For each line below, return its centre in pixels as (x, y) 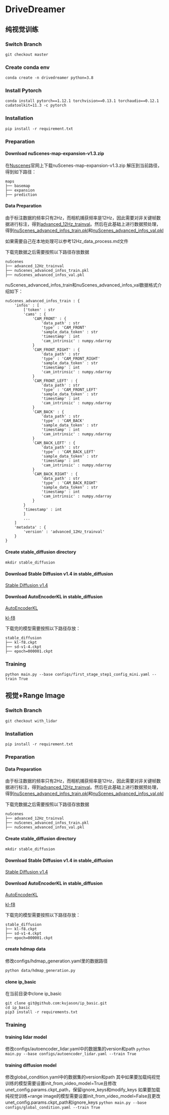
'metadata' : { (30, 528)
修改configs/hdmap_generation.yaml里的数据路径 (57, 961)
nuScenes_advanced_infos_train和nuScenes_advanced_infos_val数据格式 (81, 285)
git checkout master (27, 54)
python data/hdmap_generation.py (40, 970)
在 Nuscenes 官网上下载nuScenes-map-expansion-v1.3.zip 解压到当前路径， (84, 165)
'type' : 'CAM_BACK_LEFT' (68, 452)
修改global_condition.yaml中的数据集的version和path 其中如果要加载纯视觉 (83, 1077)
